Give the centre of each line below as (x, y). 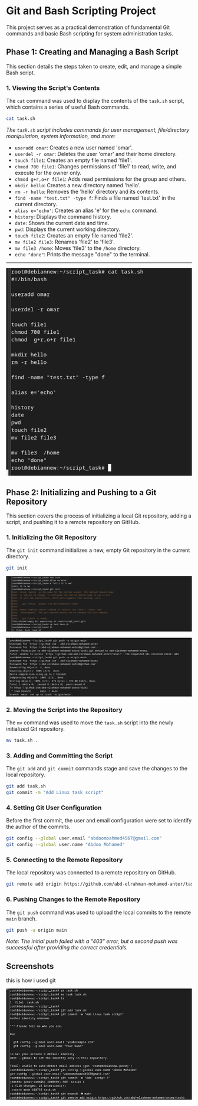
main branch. (22, 918)
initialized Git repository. (35, 729)
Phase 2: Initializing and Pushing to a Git (81, 492)
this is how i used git (31, 980)
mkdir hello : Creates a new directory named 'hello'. (77, 185)
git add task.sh (26, 786)
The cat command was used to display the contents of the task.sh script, (95, 101)
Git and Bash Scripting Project (81, 11)
